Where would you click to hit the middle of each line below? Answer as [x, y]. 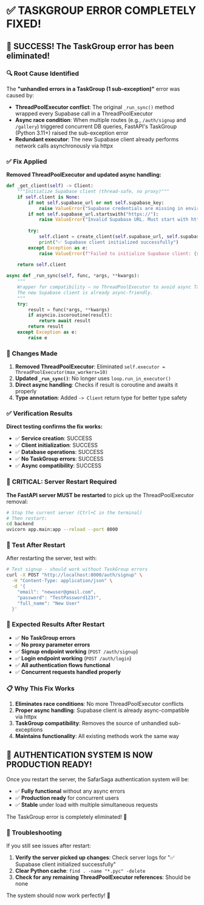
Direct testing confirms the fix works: [55, 427]
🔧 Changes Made [32, 353]
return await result [65, 321]
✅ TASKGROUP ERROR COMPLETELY [101, 11]
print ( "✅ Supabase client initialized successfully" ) [109, 242]
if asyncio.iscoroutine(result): [70, 315]
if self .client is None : [49, 197]
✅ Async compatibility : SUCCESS [58, 466]
